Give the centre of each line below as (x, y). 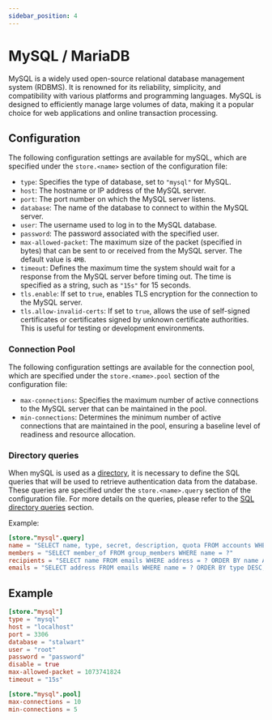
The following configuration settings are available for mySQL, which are (127, 158)
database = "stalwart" (47, 642)
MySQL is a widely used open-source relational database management (127, 79)
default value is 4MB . (53, 259)
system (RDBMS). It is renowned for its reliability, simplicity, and (115, 87)
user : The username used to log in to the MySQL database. (118, 225)
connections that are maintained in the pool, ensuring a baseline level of (140, 425)
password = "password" (47, 657)
